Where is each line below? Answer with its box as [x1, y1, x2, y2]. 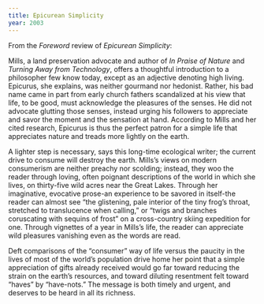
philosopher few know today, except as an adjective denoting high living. [8, 73, 244, 82]
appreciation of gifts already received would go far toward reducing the [8, 262, 240, 272]
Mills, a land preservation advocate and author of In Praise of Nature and [8, 56, 245, 66]
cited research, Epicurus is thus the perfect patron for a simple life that [8, 123, 238, 133]
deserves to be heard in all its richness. [8, 287, 136, 297]
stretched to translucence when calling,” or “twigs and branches [8, 205, 218, 215]
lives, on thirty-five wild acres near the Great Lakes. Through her [8, 180, 218, 190]
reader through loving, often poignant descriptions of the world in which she [8, 171, 256, 182]
